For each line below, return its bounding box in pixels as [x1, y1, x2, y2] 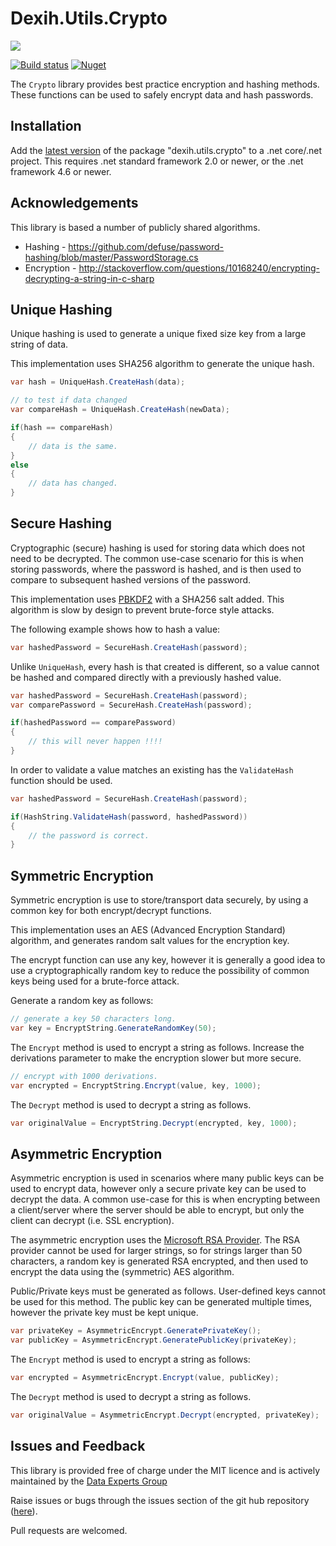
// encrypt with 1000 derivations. [10, 1071, 159, 1081]
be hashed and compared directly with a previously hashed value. [10, 671, 282, 683]
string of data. [10, 338, 69, 351]
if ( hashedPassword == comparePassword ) [10, 718, 177, 728]
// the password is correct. [28, 830, 150, 841]
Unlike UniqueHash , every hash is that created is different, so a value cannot [10, 660, 320, 672]
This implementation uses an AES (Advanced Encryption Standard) [10, 924, 286, 936]
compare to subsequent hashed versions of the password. [10, 573, 252, 586]
